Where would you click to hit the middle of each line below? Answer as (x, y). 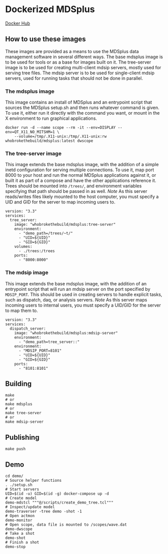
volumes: (23, 247)
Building (18, 384)
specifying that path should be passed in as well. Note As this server (76, 191)
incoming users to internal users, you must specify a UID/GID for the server (83, 305)
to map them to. (22, 310)
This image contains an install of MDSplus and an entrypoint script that (79, 103)
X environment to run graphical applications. (51, 118)
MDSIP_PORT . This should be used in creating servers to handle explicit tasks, (84, 294)
